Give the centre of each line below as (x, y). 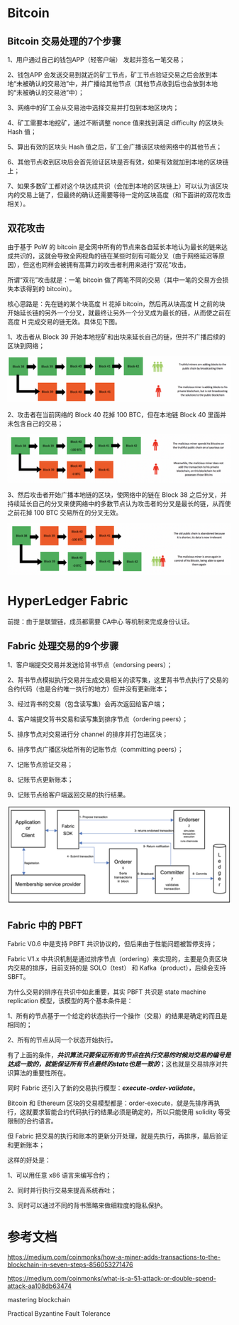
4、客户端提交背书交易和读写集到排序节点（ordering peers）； (98, 719)
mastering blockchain (39, 1300)
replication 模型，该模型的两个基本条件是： (70, 1001)
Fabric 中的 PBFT (45, 925)
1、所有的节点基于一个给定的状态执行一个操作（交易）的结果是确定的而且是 (117, 1016)
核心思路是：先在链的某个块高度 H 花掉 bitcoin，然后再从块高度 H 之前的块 (116, 303)
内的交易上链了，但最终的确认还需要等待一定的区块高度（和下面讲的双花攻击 (119, 195)
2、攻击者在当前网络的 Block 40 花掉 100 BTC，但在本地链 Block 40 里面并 (117, 414)
